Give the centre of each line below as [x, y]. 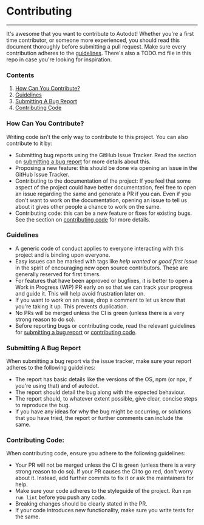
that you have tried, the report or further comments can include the [99, 418]
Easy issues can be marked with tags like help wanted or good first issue [106, 261]
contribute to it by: [29, 143]
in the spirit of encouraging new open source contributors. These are [101, 268]
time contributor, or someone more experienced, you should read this [93, 40]
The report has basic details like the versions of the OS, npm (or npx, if [104, 379]
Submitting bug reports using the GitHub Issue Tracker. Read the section [106, 155]
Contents [20, 75]
